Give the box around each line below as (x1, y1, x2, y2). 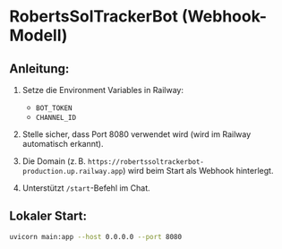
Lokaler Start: (9, 209, 88, 224)
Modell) (9, 25, 68, 46)
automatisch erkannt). (21, 139, 104, 149)
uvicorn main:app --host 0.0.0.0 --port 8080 (9, 232, 182, 241)
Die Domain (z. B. (21, 156, 87, 167)
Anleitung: (9, 61, 70, 76)
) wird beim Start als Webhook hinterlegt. (122, 166, 274, 176)
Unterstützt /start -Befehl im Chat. (21, 183, 150, 193)
